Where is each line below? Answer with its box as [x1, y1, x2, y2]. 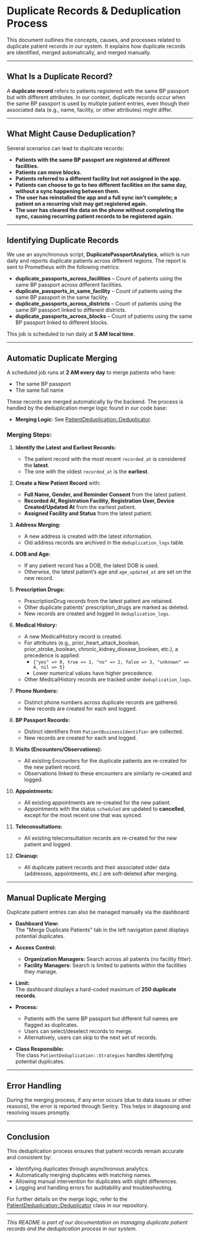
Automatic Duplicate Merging [6, 353, 118, 363]
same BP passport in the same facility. [15, 294, 109, 301]
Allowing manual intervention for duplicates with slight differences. [15, 1178, 178, 1185]
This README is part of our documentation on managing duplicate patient [6, 1218, 188, 1226]
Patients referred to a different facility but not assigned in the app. [15, 175, 181, 182]
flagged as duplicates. [24, 1021, 79, 1029]
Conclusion [6, 1131, 50, 1142]
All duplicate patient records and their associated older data [24, 864, 170, 871]
